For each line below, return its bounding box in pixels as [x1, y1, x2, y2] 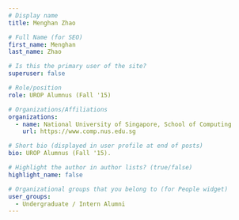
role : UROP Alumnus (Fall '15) [8, 91, 112, 99]
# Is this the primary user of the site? [8, 63, 147, 70]
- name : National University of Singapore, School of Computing [15, 120, 232, 128]
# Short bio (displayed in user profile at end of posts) [8, 142, 203, 150]
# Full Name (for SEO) [8, 33, 83, 41]
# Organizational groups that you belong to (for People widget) [8, 185, 228, 193]
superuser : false [8, 70, 66, 78]
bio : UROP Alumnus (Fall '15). [8, 150, 112, 157]
